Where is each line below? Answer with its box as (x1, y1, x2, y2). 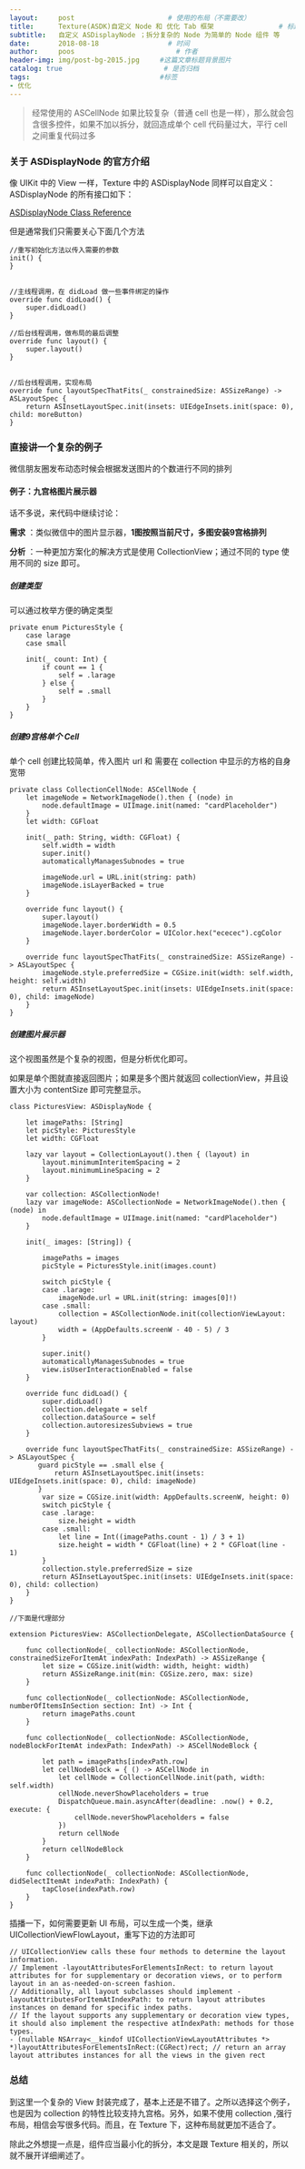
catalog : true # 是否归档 (9, 65, 200, 74)
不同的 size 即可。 (16, 557, 85, 569)
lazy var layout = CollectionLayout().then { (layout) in (25, 1150, 250, 1159)
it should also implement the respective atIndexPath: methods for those (9, 2019, 295, 2029)
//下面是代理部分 (9, 1614, 65, 1624)
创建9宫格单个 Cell (9, 730, 80, 742)
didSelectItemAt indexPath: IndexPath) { (9, 1877, 169, 1886)
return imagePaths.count (42, 1709, 136, 1719)
